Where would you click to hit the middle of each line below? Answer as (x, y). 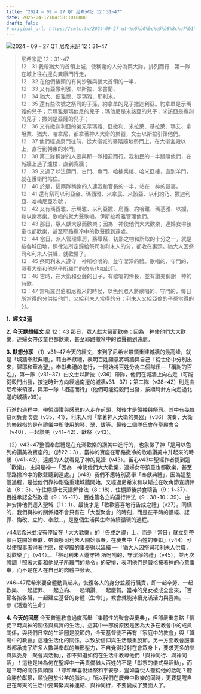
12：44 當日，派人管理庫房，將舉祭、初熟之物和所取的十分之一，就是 (106, 239)
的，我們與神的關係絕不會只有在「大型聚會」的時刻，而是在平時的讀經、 (95, 512)
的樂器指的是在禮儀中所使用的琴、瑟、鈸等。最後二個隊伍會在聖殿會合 (93, 425)
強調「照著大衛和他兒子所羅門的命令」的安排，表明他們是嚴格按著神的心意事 (100, 562)
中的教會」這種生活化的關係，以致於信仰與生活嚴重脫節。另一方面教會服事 (103, 640)
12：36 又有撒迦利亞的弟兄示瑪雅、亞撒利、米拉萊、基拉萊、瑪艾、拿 (106, 126)
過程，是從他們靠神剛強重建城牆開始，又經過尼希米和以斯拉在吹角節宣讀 (100, 482)
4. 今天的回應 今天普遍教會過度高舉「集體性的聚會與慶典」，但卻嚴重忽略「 (98, 618)
